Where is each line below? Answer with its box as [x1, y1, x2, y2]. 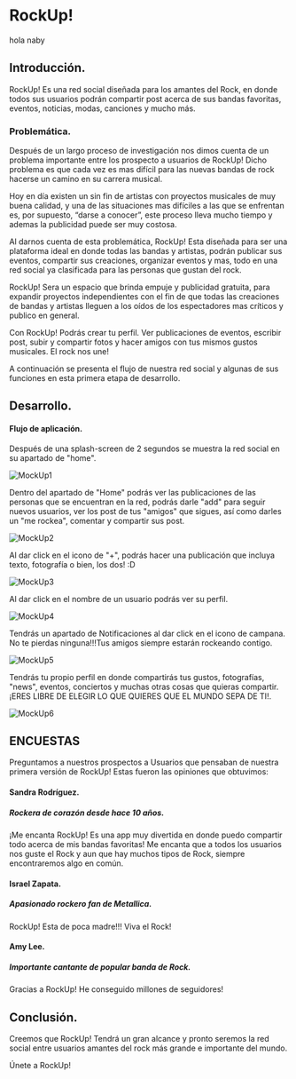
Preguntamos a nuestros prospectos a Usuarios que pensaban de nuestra [9, 757, 279, 768]
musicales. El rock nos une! [9, 346, 109, 357]
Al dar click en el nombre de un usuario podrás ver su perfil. [9, 593, 229, 604]
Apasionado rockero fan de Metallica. [9, 899, 152, 909]
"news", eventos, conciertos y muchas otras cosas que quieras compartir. [9, 681, 279, 692]
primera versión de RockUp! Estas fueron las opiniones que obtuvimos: [9, 766, 269, 777]
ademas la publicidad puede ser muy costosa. [9, 219, 177, 230]
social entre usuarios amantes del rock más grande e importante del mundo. [9, 1043, 288, 1053]
